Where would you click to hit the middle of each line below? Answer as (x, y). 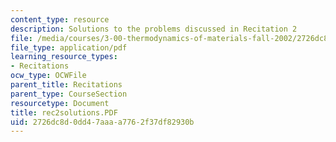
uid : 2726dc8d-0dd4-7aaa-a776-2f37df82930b (102, 122)
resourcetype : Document (60, 103)
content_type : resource (60, 19)
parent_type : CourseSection (69, 94)
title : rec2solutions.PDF (64, 112)
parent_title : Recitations (66, 85)
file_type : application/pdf (69, 47)
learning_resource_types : (64, 57)
